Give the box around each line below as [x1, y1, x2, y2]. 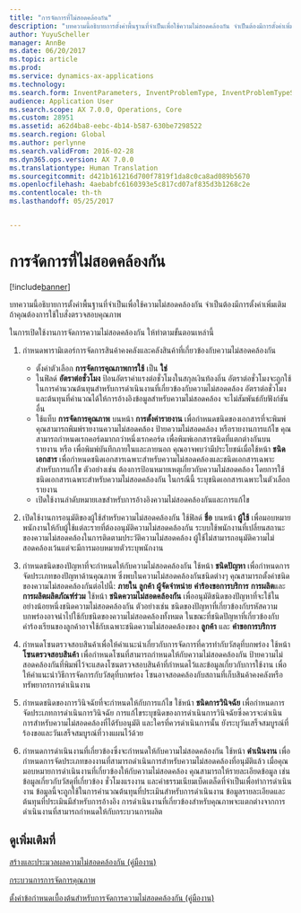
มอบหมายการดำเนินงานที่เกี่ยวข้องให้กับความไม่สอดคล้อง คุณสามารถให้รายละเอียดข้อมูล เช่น [21, 765, 291, 777]
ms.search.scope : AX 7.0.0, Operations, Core [9, 105, 182, 114]
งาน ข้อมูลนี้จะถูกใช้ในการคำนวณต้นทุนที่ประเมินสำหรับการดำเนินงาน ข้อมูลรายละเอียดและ [21, 786, 286, 796]
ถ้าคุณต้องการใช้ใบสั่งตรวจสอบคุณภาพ [9, 309, 122, 320]
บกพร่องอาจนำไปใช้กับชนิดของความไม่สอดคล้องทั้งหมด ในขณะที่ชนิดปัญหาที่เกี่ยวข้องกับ [21, 610, 279, 621]
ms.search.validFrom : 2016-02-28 [9, 146, 134, 155]
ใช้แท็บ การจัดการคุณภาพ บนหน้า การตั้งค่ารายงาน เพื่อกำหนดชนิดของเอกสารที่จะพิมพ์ [35, 413, 287, 424]
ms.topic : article [9, 55, 78, 64]
